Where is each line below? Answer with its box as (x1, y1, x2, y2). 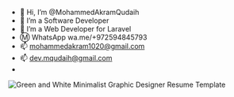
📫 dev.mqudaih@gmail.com (19, 54, 113, 62)
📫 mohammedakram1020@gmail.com (19, 42, 145, 50)
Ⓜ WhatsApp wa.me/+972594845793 (19, 32, 148, 42)
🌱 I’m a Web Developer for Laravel (19, 24, 132, 33)
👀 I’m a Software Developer (19, 16, 109, 25)
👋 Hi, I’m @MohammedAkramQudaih (19, 8, 140, 17)
